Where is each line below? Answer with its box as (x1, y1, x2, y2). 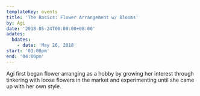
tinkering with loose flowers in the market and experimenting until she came (6, 76, 195, 83)
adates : (6, 31, 26, 37)
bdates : (11, 37, 31, 43)
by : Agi (6, 20, 26, 26)
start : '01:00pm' (6, 48, 50, 54)
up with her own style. (6, 82, 61, 90)
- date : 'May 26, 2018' (17, 43, 77, 49)
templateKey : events (6, 8, 58, 15)
